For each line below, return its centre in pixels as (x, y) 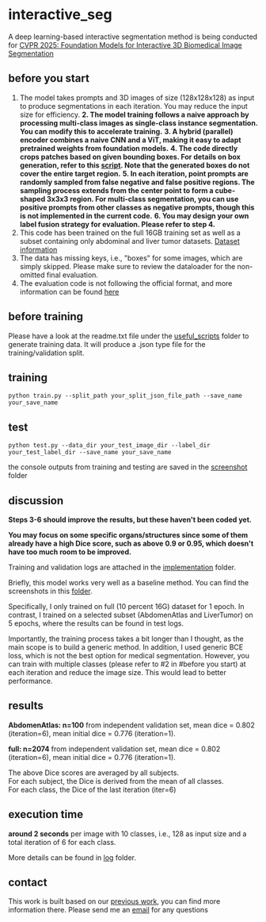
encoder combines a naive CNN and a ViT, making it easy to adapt (130, 140)
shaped (32, 199)
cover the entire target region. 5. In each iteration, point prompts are (134, 173)
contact (28, 883)
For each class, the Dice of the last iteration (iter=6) (92, 789)
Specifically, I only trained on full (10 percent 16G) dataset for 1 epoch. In (126, 606)
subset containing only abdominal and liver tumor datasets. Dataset (129, 241)
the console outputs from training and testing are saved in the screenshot (128, 467)
